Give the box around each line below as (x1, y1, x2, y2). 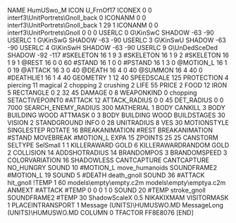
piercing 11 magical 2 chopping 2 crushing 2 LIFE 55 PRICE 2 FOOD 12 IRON (7, 81, 228, 89)
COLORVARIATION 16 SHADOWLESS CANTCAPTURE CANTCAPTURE (7, 156, 210, 164)
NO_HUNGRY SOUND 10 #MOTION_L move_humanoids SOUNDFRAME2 (7, 164, 218, 171)
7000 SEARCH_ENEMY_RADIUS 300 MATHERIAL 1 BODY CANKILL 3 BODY (7, 104, 225, 111)
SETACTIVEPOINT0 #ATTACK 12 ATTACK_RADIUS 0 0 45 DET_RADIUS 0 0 (7, 96, 224, 104)
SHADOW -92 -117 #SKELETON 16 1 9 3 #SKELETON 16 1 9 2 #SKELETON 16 (7, 51, 229, 59)
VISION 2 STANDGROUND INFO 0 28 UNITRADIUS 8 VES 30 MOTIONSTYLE (7, 119, 229, 126)
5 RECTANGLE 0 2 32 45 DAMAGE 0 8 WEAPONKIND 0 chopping (7, 88, 197, 97)
